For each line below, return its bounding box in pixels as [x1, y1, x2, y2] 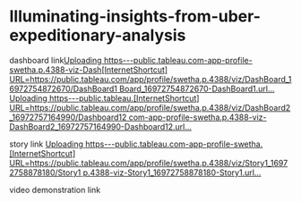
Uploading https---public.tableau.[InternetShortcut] [9, 92, 200, 104]
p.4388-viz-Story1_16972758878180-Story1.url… [82, 167, 262, 178]
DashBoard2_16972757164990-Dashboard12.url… [9, 121, 193, 131]
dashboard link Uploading [9, 55, 102, 65]
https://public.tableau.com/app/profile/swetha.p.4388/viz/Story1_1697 [30, 157, 288, 168]
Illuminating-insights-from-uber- [9, 6, 262, 27]
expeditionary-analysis [9, 25, 186, 46]
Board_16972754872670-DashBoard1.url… [119, 83, 275, 94]
